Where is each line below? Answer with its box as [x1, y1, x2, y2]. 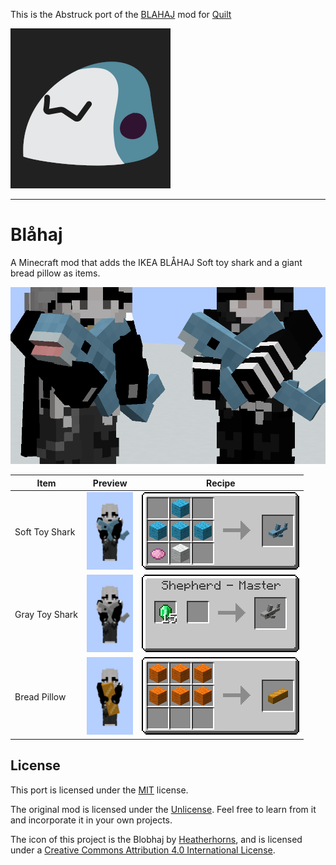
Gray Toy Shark [14, 609, 78, 621]
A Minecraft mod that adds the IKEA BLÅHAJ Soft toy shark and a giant [10, 256, 303, 268]
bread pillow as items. [10, 267, 101, 279]
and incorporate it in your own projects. [10, 814, 173, 826]
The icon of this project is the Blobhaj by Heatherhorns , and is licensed [10, 833, 303, 845]
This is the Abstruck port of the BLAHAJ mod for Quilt [10, 9, 232, 20]
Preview [92, 477, 128, 489]
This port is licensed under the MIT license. [10, 784, 189, 796]
